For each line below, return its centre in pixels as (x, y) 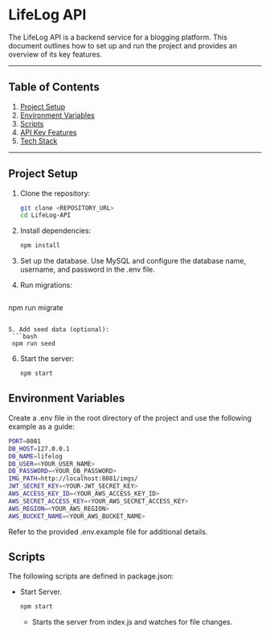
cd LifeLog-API (45, 215)
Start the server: (47, 359)
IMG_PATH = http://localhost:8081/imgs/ (73, 479)
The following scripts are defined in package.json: (91, 576)
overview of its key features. (55, 54)
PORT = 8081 (25, 441)
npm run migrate (36, 308)
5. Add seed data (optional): (59, 330)
